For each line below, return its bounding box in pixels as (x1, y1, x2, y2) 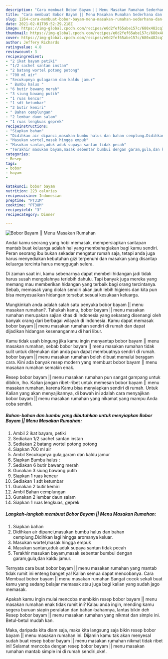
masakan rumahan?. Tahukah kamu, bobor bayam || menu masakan (5, 307, 145, 313)
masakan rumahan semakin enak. (5, 365, 75, 371)
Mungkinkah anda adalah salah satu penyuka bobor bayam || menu (5, 301, 144, 308)
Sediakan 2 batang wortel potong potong (12, 441, 98, 447)
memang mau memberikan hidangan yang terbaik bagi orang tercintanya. (5, 281, 157, 287)
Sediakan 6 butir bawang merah (12, 462, 79, 468)
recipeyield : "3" (5, 207, 42, 212)
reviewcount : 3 (5, 49, 37, 54)
